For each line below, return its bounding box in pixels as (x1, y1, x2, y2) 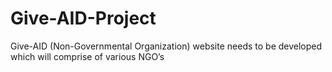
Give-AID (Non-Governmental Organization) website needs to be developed (10, 40, 323, 52)
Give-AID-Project (10, 7, 157, 30)
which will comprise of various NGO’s (10, 50, 165, 62)
